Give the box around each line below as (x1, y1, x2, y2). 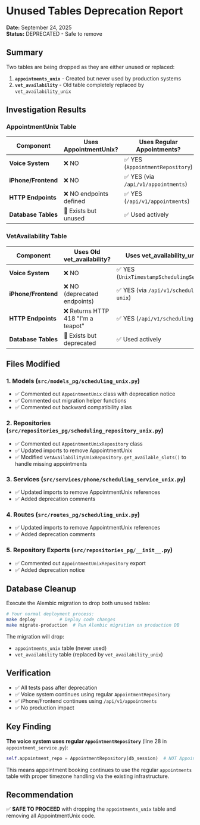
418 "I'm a (63, 314, 93, 322)
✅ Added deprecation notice (14, 566, 85, 573)
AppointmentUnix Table (6, 123, 76, 131)
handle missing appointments (14, 460, 87, 467)
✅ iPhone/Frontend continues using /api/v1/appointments (14, 697, 157, 704)
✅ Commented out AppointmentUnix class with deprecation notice (14, 390, 176, 397)
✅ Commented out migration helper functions (14, 397, 127, 404)
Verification (6, 668, 51, 678)
